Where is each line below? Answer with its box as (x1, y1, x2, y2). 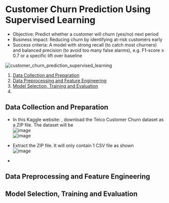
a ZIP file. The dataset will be (12, 121, 74, 128)
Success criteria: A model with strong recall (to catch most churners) (12, 42, 157, 48)
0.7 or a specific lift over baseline (12, 52, 82, 59)
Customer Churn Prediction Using (5, 4, 151, 15)
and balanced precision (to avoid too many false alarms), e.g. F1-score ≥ (12, 47, 164, 53)
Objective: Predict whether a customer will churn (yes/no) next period (12, 31, 159, 37)
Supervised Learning (5, 14, 95, 26)
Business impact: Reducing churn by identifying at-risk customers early (12, 36, 162, 43)
